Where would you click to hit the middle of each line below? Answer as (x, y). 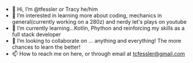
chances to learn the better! (46, 47)
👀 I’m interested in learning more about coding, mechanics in (87, 15)
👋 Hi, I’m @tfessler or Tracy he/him (55, 9)
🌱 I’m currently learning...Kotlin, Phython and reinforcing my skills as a (98, 28)
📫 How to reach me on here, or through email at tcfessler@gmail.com (98, 54)
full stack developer (36, 34)
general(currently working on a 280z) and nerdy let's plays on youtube (99, 22)
